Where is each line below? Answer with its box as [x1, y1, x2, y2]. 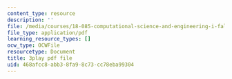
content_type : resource [7, 10, 76, 17]
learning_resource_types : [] [7, 36, 91, 43]
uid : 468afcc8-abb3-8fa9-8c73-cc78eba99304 [7, 61, 135, 68]
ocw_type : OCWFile [7, 42, 60, 49]
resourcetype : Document [7, 49, 76, 56]
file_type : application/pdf [7, 29, 88, 36]
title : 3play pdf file [7, 55, 72, 62]
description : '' [7, 16, 54, 23]
